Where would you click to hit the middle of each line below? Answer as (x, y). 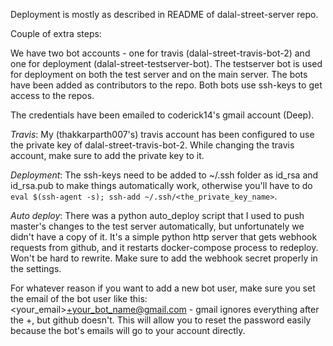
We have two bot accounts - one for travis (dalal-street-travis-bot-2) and (160, 53)
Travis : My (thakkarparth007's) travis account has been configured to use (162, 134)
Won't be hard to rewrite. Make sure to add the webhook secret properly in (164, 258)
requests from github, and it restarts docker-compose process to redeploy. (164, 247)
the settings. (36, 268)
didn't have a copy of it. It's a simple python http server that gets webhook (164, 237)
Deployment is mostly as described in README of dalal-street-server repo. (164, 14)
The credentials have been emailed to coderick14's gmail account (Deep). (162, 115)
